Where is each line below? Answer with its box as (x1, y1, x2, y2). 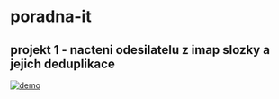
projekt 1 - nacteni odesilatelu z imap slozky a (10, 42, 271, 58)
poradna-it (10, 6, 93, 27)
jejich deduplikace (10, 56, 115, 71)
